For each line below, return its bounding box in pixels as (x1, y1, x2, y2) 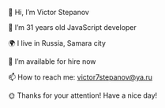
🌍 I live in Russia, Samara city (8, 39, 107, 47)
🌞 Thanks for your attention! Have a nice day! (8, 91, 158, 100)
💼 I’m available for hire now (8, 57, 96, 66)
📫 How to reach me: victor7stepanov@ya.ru (8, 73, 152, 82)
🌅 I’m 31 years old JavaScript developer (8, 23, 137, 32)
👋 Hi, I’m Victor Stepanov (8, 8, 89, 17)
